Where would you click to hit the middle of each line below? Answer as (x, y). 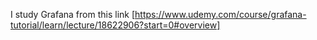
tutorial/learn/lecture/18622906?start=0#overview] (115, 25)
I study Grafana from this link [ (73, 14)
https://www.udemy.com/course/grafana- (220, 14)
